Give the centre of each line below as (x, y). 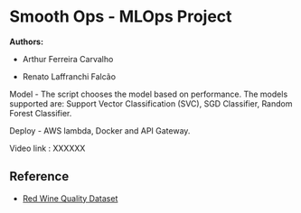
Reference (39, 176)
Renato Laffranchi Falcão (69, 76)
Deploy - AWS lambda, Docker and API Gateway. (100, 130)
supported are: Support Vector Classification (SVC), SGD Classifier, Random (151, 103)
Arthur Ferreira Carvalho (68, 59)
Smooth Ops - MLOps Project (121, 17)
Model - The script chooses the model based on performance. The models (149, 94)
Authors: (26, 42)
